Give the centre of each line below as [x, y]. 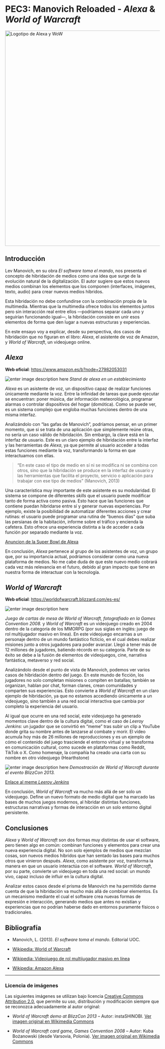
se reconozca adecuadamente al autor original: [53, 1007]
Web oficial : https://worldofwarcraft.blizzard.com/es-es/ [63, 600]
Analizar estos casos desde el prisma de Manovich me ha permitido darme [81, 886]
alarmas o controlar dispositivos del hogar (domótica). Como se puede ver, [81, 404]
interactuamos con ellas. [30, 455]
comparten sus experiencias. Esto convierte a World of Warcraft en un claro [82, 691]
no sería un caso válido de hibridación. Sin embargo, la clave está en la [77, 435]
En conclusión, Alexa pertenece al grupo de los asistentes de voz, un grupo [82, 551]
